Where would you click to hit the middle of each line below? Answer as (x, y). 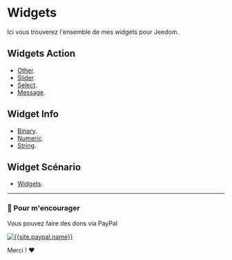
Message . (31, 92)
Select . (27, 85)
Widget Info (33, 114)
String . (27, 145)
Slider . (26, 77)
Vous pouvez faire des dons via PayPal (62, 223)
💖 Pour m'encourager (44, 208)
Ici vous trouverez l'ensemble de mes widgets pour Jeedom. (93, 32)
